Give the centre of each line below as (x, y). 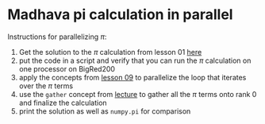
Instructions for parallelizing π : (57, 37)
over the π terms (46, 86)
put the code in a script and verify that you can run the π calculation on (135, 60)
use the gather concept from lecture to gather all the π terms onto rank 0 (138, 94)
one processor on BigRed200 (67, 68)
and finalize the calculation (63, 103)
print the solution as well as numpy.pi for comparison (105, 111)
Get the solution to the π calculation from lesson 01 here (110, 52)
